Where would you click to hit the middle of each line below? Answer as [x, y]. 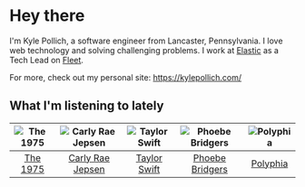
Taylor [149, 157]
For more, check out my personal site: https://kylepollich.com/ [126, 77]
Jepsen [89, 169]
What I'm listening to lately [87, 106]
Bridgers [210, 169]
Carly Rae [89, 157]
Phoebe [210, 157]
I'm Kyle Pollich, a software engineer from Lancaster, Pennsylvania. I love [146, 41]
